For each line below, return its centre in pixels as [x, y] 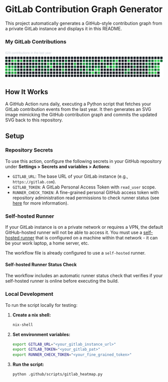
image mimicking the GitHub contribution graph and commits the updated [81, 115]
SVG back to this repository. [34, 120]
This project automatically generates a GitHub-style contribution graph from [84, 23]
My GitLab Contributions [36, 41]
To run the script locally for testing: [41, 305]
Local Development [29, 294]
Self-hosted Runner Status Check [41, 264]
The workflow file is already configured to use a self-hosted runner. [75, 253]
